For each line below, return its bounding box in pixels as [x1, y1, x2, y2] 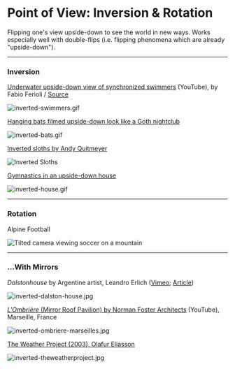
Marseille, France [7, 312, 57, 321]
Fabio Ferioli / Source [7, 90, 69, 99]
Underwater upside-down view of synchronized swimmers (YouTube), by [7, 82, 218, 92]
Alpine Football [7, 225, 50, 233]
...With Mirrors [7, 262, 59, 272]
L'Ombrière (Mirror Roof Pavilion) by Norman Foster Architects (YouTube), [7, 305, 220, 314]
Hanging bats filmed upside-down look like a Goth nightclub [7, 117, 180, 126]
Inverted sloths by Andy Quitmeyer [7, 145, 108, 153]
